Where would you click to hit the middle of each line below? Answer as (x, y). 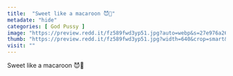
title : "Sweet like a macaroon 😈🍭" (61, 13)
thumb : (17, 39)
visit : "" (21, 46)
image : (17, 33)
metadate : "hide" (32, 20)
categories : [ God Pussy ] (46, 26)
